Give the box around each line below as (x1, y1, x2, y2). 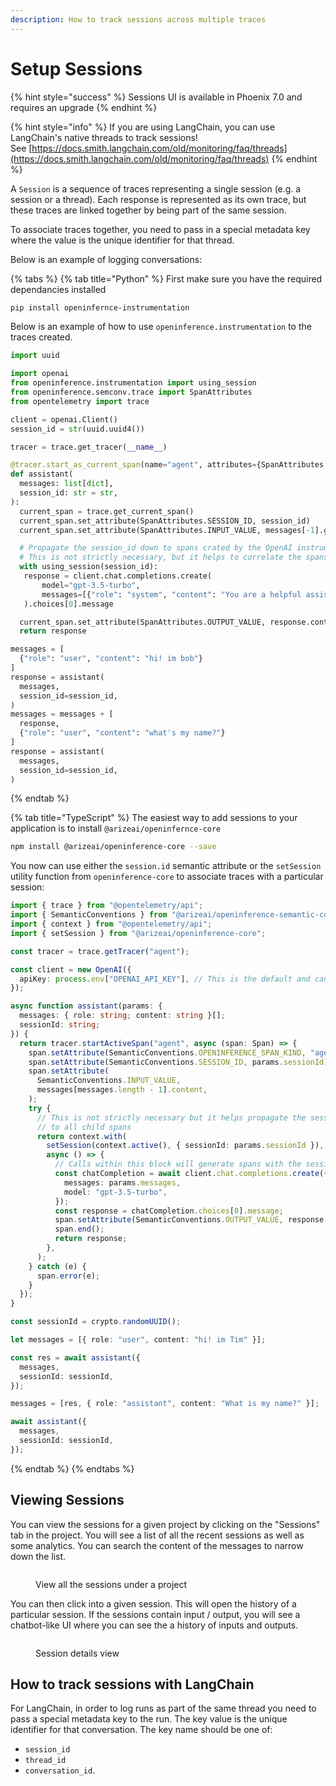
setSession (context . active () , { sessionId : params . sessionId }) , (46, 1141, 325, 1151)
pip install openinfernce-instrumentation (10, 302, 190, 313)
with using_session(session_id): (19, 562, 159, 572)
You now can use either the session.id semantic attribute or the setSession (10, 860, 322, 872)
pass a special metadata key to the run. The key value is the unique (10, 1713, 288, 1725)
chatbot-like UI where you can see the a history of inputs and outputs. (10, 1619, 299, 1631)
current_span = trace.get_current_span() (19, 506, 195, 516)
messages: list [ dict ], (19, 479, 114, 489)
